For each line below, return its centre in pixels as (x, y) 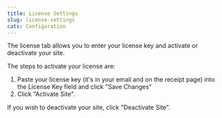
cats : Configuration (37, 26)
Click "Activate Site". (46, 94)
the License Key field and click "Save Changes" (85, 87)
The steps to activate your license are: (61, 67)
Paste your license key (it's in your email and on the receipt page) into (116, 80)
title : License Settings (43, 13)
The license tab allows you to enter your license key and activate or (102, 46)
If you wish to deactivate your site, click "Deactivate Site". (89, 108)
